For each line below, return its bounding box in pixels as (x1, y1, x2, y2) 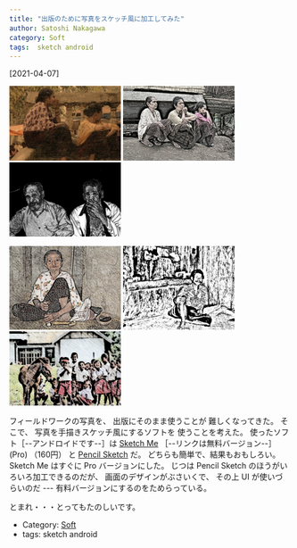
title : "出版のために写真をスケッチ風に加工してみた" (9, 14, 185, 23)
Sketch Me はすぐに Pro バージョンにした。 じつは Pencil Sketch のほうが (9, 461, 280, 471)
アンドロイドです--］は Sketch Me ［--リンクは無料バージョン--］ (31, 438, 276, 449)
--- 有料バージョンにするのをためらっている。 (42, 483, 212, 494)
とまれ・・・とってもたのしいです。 (9, 502, 141, 512)
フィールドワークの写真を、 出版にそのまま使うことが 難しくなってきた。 (9, 416, 279, 427)
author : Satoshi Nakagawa (9, 23, 105, 33)
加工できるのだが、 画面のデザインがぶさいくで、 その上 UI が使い (32, 471, 276, 482)
